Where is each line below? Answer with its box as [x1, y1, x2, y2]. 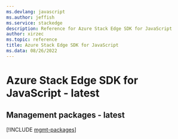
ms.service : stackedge [6, 20, 63, 26]
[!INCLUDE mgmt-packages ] [6, 126, 76, 133]
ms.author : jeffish [6, 14, 55, 20]
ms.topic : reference [6, 37, 58, 43]
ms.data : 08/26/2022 [6, 48, 58, 54]
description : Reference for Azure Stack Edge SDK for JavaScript [6, 25, 172, 32]
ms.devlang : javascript [6, 8, 66, 15]
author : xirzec [6, 31, 44, 37]
